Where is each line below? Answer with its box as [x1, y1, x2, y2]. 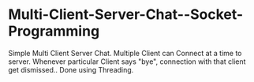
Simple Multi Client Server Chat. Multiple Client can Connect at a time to [8, 48, 242, 58]
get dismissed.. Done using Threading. [8, 65, 134, 74]
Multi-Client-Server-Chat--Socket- [8, 6, 244, 24]
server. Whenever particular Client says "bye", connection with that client [8, 57, 246, 66]
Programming [8, 22, 100, 40]
